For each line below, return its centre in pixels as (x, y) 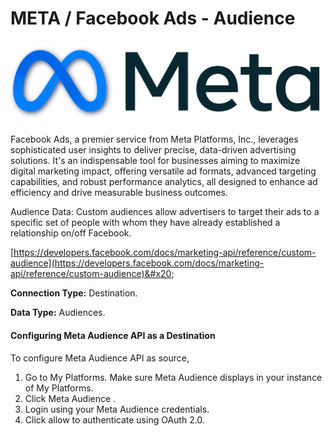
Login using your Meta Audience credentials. (117, 409)
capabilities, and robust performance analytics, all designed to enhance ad (164, 182)
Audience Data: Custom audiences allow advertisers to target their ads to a (165, 212)
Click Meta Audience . (70, 398)
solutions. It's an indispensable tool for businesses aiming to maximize (155, 161)
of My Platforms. (59, 388)
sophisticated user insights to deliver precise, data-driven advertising (153, 150)
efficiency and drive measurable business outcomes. (119, 193)
